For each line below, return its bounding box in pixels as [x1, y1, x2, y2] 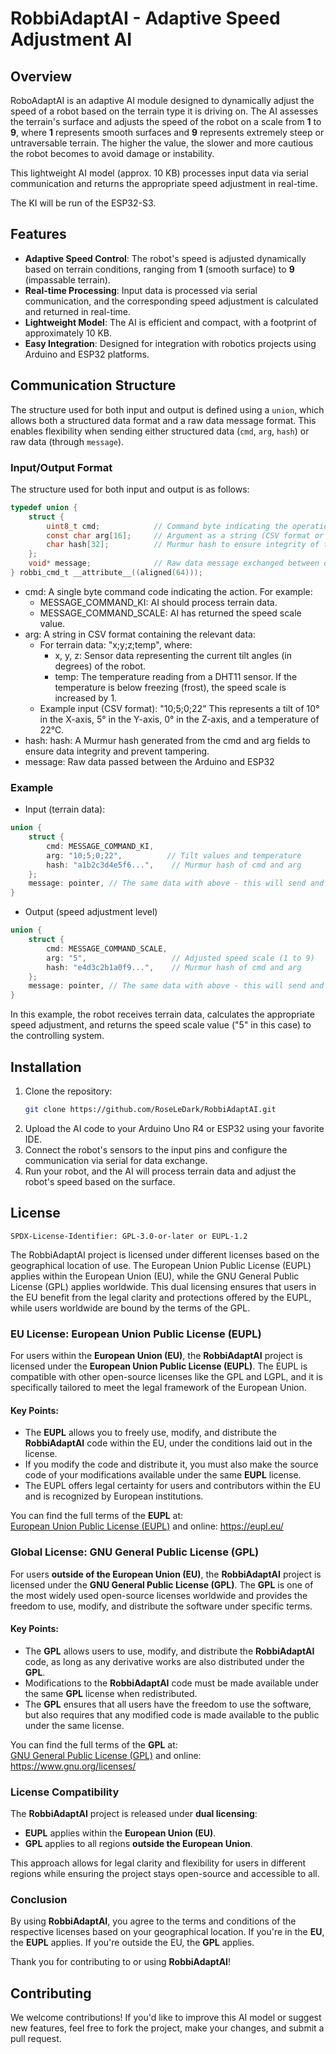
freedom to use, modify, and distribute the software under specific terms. [10, 1600, 313, 1612]
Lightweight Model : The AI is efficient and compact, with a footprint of [24, 316, 317, 328]
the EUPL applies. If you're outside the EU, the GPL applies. [10, 1937, 255, 1949]
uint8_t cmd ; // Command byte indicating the [46, 521, 288, 531]
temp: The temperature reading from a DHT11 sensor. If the [54, 670, 298, 682]
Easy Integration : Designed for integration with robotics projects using [24, 337, 317, 349]
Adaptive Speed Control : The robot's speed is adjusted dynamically [24, 252, 307, 264]
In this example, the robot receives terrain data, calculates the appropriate [10, 1008, 315, 1021]
